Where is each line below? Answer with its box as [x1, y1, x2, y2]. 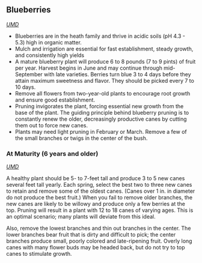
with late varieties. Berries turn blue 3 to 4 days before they [44, 70, 191, 77]
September [14, 70, 43, 77]
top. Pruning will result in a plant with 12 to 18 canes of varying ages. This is [6, 207, 194, 214]
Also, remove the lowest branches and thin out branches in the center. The [6, 225, 191, 232]
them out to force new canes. [14, 121, 88, 128]
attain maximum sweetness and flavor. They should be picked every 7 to [14, 77, 194, 84]
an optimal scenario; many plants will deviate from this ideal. [6, 213, 156, 220]
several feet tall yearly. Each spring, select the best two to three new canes [6, 181, 192, 189]
